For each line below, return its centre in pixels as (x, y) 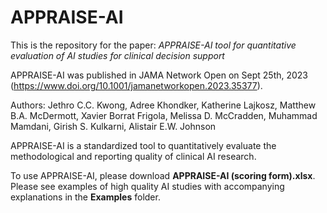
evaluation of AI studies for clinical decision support (117, 55)
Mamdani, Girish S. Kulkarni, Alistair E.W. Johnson (113, 126)
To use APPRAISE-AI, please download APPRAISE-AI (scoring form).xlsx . (163, 175)
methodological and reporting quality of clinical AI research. (133, 156)
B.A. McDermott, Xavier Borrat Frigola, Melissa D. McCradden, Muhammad (164, 115)
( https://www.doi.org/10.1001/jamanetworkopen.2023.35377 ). (136, 85)
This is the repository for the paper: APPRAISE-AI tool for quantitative (153, 45)
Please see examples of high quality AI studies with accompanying (147, 186)
